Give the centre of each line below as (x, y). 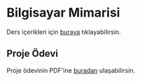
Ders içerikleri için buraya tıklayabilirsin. (64, 32)
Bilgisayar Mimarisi (63, 13)
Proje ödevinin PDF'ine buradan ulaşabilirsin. (71, 70)
